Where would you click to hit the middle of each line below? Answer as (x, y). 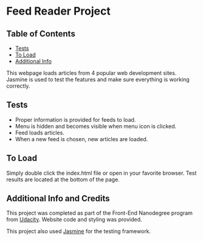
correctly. (18, 86)
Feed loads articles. (40, 133)
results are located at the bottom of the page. (63, 179)
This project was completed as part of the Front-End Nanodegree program (100, 213)
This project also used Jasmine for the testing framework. (79, 231)
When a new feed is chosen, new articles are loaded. (81, 139)
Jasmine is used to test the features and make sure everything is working (98, 79)
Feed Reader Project (58, 11)
